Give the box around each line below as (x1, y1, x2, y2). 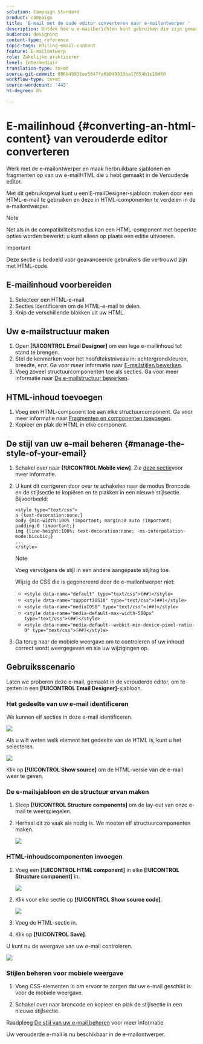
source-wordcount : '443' (6, 82, 69, 88)
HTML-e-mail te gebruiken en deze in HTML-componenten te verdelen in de (6, 196, 196, 203)
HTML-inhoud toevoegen (6, 392, 103, 402)
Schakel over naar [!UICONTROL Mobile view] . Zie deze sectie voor (14, 464, 183, 471)
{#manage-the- (124, 439, 185, 449)
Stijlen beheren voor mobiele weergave (6, 969, 124, 977)
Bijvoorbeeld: (14, 495, 48, 503)
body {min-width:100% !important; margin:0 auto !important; (14, 517, 173, 524)
